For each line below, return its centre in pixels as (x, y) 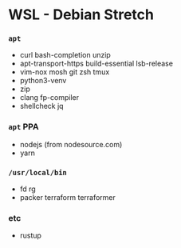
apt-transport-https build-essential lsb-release (96, 64)
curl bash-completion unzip (65, 55)
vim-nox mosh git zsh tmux (65, 72)
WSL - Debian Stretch (81, 15)
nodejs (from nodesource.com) (71, 144)
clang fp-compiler (49, 98)
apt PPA (24, 127)
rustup (31, 236)
